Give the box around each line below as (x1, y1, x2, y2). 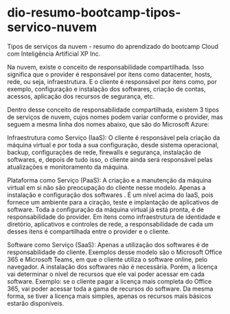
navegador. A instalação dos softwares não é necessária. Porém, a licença (7, 262, 218, 271)
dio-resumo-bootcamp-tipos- (7, 5, 181, 21)
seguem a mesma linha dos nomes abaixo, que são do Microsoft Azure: (7, 120, 209, 128)
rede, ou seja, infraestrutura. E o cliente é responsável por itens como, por (7, 77, 218, 85)
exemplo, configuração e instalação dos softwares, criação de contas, (7, 85, 206, 93)
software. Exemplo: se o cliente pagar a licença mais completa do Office (7, 277, 212, 285)
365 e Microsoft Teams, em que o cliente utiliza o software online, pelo (7, 255, 208, 263)
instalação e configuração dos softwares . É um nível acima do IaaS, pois (7, 191, 214, 199)
